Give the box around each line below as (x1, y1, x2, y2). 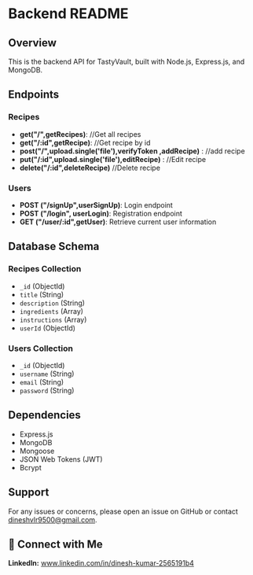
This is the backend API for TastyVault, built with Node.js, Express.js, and (8, 57, 245, 66)
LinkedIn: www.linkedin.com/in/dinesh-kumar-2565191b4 (8, 558, 195, 568)
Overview (8, 36, 57, 50)
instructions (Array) (19, 315, 87, 324)
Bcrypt (19, 463, 42, 472)
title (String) (19, 289, 64, 299)
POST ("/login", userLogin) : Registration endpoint (19, 208, 183, 218)
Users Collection (8, 343, 73, 354)
